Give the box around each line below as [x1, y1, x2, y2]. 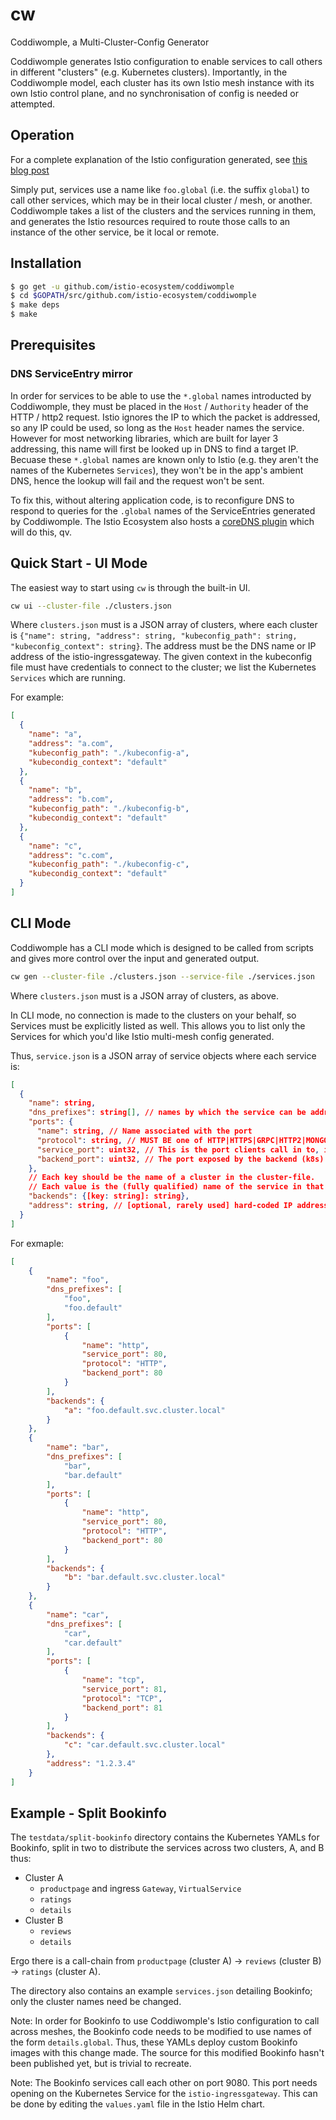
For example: [10, 691, 65, 703]
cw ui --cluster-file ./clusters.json [10, 601, 172, 611]
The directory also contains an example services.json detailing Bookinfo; [10, 1985, 313, 1997]
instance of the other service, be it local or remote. [10, 226, 220, 238]
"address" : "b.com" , [28, 794, 114, 805]
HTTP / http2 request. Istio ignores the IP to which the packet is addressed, [10, 411, 321, 423]
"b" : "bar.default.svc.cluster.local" [63, 1573, 226, 1583]
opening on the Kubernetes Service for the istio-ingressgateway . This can [10, 2088, 318, 2100]
